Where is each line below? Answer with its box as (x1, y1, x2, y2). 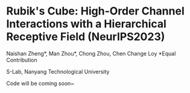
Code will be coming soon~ (6, 80, 75, 87)
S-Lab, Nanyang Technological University (6, 68, 110, 75)
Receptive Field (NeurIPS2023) (6, 30, 165, 43)
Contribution (6, 56, 37, 63)
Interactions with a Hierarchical (6, 17, 167, 31)
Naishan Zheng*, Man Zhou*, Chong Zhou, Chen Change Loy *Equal (6, 50, 176, 57)
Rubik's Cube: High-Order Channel (6, 4, 185, 18)
